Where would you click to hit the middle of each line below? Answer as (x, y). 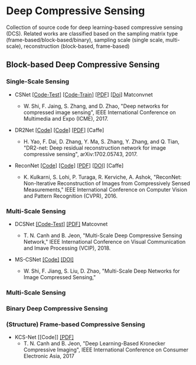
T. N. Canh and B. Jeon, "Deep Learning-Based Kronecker (94, 344)
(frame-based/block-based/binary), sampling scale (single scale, (85, 40)
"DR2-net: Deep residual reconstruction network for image (95, 148)
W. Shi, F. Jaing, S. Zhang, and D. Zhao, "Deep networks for (96, 106)
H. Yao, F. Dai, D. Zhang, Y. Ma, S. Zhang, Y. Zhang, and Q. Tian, (102, 141)
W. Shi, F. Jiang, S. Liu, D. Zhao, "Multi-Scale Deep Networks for (102, 271)
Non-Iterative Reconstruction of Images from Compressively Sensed (107, 183)
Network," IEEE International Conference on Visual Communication (104, 241)
